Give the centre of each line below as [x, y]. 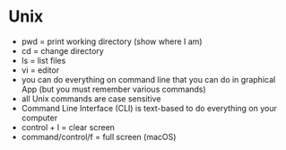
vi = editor [40, 70]
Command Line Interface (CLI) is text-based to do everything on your [149, 108]
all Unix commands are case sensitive [91, 98]
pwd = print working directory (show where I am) [112, 41]
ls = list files [43, 60]
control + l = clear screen [68, 127]
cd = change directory [62, 50]
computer [39, 118]
